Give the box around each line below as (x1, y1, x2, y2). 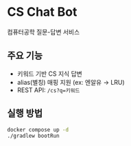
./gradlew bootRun (7, 132, 60, 140)
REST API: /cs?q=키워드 (16, 85, 80, 94)
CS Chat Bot (7, 4, 78, 20)
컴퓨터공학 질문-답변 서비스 (7, 28, 80, 36)
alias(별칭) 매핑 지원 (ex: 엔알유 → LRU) (16, 78, 125, 86)
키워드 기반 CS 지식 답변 (16, 70, 82, 78)
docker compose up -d (7, 126, 69, 133)
